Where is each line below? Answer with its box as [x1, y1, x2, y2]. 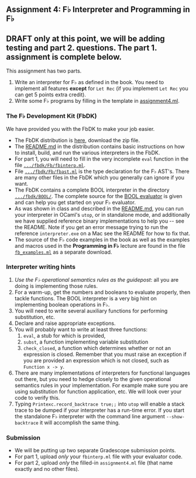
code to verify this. [14, 394, 60, 401]
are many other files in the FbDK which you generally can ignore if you [14, 174, 184, 181]
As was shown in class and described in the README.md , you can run [14, 205, 184, 212]
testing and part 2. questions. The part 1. [6, 43, 157, 53]
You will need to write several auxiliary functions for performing [14, 307, 168, 314]
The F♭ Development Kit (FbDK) [6, 112, 97, 120]
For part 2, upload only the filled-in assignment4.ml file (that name [14, 459, 173, 466]
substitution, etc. [14, 313, 56, 320]
